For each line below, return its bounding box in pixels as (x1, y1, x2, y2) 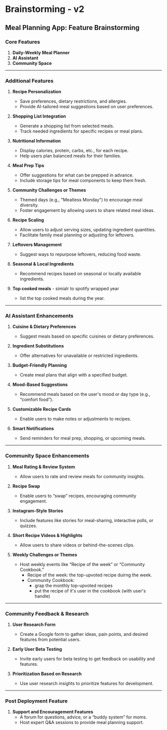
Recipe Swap (12, 483, 40, 489)
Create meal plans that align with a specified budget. (19, 372, 128, 378)
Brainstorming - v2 (5, 3, 84, 15)
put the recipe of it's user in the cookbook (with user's (34, 587, 146, 594)
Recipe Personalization (12, 89, 61, 95)
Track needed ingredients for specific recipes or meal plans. (19, 128, 143, 134)
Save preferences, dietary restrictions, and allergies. (19, 98, 127, 104)
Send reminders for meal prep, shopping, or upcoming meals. (19, 435, 146, 441)
